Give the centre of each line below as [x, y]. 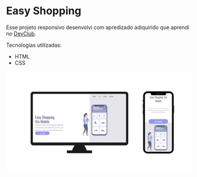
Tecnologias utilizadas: [34, 45]
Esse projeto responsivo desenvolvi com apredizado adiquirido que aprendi [98, 27]
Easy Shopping [44, 11]
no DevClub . [21, 33]
